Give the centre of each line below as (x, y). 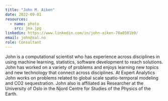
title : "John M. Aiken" (30, 10)
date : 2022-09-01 (23, 14)
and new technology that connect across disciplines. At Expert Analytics (80, 72)
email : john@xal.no (26, 38)
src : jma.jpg (28, 28)
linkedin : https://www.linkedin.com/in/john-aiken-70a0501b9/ (72, 33)
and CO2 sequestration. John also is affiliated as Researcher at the (74, 83)
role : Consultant (23, 42)
